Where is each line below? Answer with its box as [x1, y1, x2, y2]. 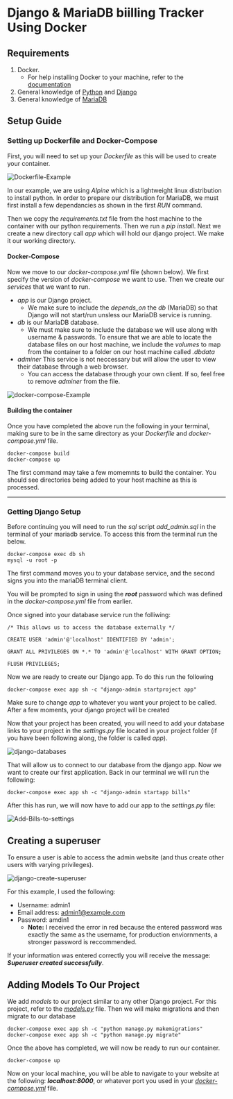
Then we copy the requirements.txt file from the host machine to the [7, 214, 202, 223]
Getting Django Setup [7, 507, 81, 517]
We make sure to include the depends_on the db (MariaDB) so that [27, 303, 218, 312]
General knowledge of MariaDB [17, 95, 107, 103]
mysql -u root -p [7, 557, 58, 564]
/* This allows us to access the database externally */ [7, 624, 175, 631]
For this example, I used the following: [7, 887, 116, 896]
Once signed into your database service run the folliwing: [7, 611, 171, 619]
